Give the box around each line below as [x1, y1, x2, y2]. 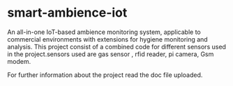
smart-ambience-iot [7, 5, 128, 21]
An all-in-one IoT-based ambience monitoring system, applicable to [7, 28, 201, 36]
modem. [7, 57, 31, 65]
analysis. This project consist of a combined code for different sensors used [7, 42, 227, 51]
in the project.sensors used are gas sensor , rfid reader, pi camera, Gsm [7, 50, 214, 58]
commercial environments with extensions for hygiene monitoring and [7, 35, 208, 43]
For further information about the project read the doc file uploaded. [7, 71, 203, 79]
